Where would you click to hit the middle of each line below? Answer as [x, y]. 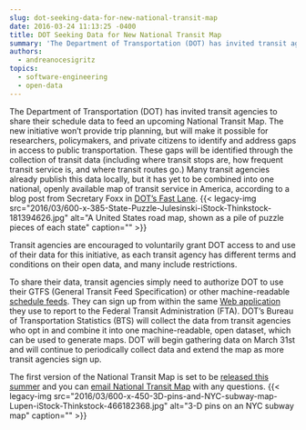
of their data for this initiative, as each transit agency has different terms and [153, 255]
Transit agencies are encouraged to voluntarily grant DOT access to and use [153, 245]
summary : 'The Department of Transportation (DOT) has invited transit [148, 43]
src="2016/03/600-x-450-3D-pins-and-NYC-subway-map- [165, 395]
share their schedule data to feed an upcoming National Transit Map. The [147, 121]
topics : [24, 69]
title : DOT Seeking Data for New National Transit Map [116, 35]
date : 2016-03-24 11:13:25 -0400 [73, 26]
